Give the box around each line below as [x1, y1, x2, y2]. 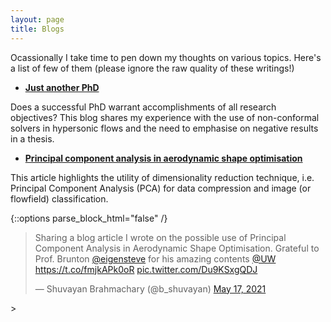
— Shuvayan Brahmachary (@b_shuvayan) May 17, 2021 [34, 282, 267, 295]
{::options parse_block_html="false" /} [10, 212, 168, 224]
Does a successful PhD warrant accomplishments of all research [10, 101, 277, 113]
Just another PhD [24, 81, 100, 93]
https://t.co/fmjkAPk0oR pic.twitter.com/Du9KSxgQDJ [34, 263, 258, 275]
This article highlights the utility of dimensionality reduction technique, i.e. [10, 171, 315, 183]
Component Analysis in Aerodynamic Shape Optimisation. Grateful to [34, 242, 320, 254]
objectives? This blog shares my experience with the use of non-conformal [10, 111, 320, 123]
